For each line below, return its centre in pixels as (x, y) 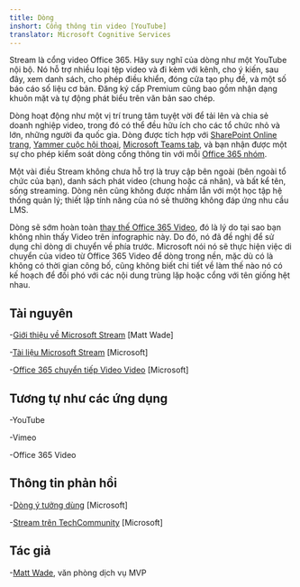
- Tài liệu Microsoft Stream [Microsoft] (79, 353)
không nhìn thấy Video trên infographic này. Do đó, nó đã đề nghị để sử (142, 237)
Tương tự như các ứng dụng (89, 398)
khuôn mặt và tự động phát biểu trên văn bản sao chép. (112, 98)
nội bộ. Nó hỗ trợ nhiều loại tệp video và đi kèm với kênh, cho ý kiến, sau (144, 69)
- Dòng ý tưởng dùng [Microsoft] (68, 505)
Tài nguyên (41, 313)
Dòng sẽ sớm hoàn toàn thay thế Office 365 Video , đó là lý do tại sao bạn (145, 227)
